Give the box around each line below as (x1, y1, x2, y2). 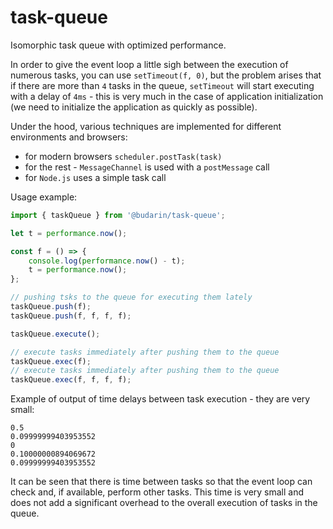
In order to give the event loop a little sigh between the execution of (10, 58, 289, 70)
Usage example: (10, 191, 78, 203)
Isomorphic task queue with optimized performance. (10, 39, 227, 51)
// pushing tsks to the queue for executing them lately (10, 292, 253, 303)
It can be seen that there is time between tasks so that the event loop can (10, 476, 313, 488)
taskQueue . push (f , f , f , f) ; (10, 311, 132, 321)
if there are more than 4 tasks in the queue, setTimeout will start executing (10, 79, 315, 91)
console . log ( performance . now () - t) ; (28, 256, 186, 266)
